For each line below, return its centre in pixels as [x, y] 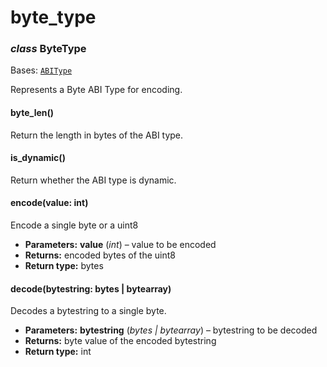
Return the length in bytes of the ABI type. [97, 135]
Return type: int [58, 352]
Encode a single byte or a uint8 [74, 225]
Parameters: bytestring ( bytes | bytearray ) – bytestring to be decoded [171, 330]
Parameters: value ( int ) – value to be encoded [120, 245]
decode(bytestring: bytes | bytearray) [91, 288]
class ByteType [48, 49]
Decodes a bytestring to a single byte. [88, 311]
